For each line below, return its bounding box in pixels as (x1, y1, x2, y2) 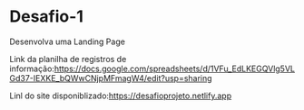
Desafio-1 (9, 6, 84, 27)
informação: (9, 63, 54, 74)
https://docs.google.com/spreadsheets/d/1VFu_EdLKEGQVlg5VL (54, 63, 295, 74)
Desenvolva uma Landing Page (9, 36, 125, 47)
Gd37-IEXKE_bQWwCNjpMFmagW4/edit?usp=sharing (9, 72, 212, 83)
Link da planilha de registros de (9, 53, 127, 64)
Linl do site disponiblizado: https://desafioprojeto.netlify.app (9, 90, 232, 101)
